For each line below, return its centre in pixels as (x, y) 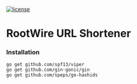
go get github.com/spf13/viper (45, 65)
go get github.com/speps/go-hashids (52, 75)
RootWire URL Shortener (68, 34)
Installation (23, 52)
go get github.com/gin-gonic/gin (48, 70)
